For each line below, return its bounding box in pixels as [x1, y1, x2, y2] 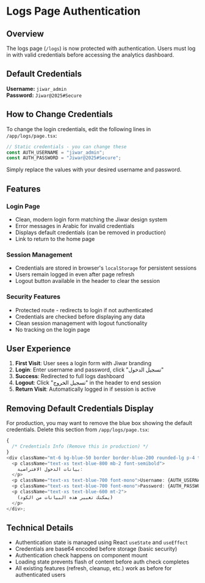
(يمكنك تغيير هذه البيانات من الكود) [17, 494, 113, 501]
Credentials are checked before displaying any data [15, 313, 145, 320]
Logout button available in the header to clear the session [15, 277, 160, 285]
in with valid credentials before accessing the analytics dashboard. [6, 51, 174, 59]
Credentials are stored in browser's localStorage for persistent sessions [15, 264, 197, 272]
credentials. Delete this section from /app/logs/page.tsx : [6, 426, 149, 434]
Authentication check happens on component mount [15, 552, 148, 559]
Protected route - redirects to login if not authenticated [15, 306, 153, 313]
